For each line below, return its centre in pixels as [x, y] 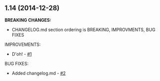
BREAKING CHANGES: [28, 20]
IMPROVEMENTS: [23, 44]
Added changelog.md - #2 [39, 73]
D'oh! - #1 [22, 54]
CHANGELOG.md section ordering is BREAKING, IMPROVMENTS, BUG [83, 30]
